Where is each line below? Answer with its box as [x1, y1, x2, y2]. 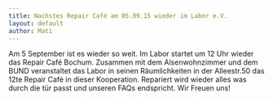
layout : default [8, 19, 64, 27]
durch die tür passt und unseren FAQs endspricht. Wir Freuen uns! [8, 83, 231, 93]
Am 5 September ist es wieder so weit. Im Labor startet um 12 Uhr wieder [8, 49, 254, 59]
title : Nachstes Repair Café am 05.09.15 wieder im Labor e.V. [8, 11, 228, 20]
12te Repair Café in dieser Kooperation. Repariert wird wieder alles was [8, 74, 247, 85]
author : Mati [8, 27, 53, 35]
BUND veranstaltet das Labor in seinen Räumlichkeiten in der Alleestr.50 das [8, 66, 265, 76]
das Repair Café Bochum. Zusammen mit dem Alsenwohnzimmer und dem [8, 57, 258, 67]
